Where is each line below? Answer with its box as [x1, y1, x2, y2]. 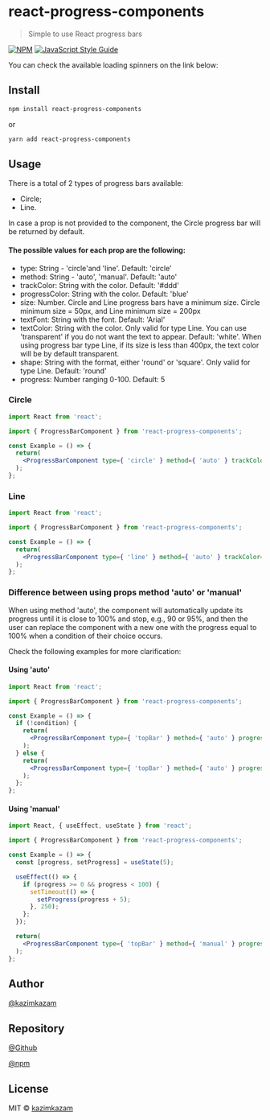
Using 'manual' [8, 804, 60, 813]
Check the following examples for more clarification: [8, 646, 182, 656]
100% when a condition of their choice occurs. [8, 631, 163, 640]
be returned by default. [8, 227, 85, 237]
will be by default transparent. [19, 348, 120, 358]
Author [8, 977, 44, 990]
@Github [8, 1043, 38, 1052]
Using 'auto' [8, 665, 51, 674]
